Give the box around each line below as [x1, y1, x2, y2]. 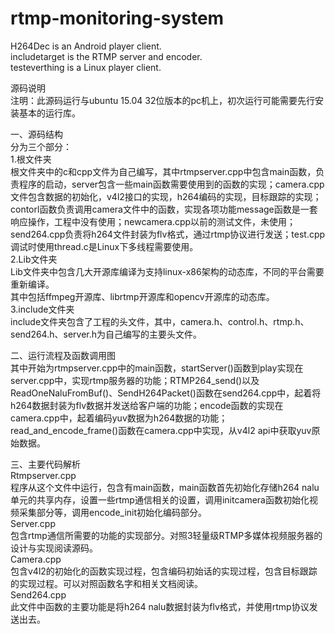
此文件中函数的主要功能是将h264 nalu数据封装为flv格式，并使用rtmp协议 [10, 600, 310, 612]
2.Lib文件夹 [10, 253, 58, 265]
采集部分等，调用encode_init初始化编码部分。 [18, 506, 208, 518]
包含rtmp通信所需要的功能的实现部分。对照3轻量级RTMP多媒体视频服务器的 [10, 529, 323, 541]
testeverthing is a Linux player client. [10, 61, 162, 73]
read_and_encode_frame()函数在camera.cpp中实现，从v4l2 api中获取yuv [10, 424, 312, 436]
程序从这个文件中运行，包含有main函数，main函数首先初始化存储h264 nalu [10, 481, 320, 493]
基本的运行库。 [18, 107, 81, 119]
